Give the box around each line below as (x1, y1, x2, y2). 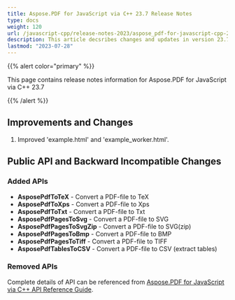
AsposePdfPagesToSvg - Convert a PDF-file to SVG (17, 215, 169, 223)
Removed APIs (7, 262, 58, 271)
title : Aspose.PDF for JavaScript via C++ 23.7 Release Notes (7, 10, 192, 17)
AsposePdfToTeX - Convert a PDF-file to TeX (17, 192, 149, 201)
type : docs (7, 17, 39, 24)
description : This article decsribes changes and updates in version (7, 36, 215, 43)
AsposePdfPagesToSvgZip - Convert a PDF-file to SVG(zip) (17, 222, 192, 231)
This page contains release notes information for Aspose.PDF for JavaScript (7, 76, 227, 84)
